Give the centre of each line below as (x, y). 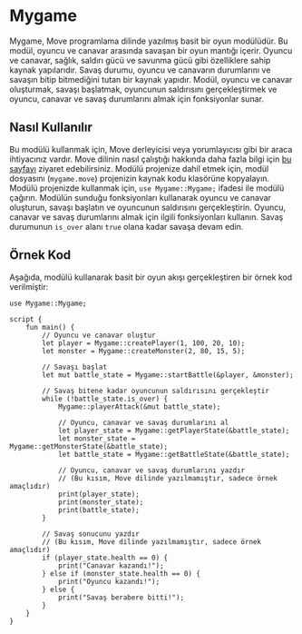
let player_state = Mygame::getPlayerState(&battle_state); (174, 431)
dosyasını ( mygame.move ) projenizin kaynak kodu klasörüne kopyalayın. (140, 178)
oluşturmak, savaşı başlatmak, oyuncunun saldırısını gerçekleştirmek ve (143, 89)
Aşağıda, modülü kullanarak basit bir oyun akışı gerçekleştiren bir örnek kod (151, 277)
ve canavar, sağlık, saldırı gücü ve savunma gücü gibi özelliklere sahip (140, 60)
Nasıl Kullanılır (51, 128)
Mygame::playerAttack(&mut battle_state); (139, 406)
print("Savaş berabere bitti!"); (121, 597)
